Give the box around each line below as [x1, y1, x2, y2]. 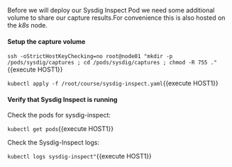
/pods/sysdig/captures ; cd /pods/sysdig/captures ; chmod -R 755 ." [7, 59, 218, 67]
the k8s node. [7, 21, 48, 29]
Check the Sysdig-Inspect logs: [7, 138, 99, 147]
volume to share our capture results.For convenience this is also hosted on [7, 13, 226, 22]
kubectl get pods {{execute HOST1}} [7, 125, 114, 133]
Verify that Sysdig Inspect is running [7, 95, 118, 103]
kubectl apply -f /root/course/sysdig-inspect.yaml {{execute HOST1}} [7, 79, 219, 88]
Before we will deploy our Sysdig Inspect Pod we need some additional [7, 6, 215, 14]
